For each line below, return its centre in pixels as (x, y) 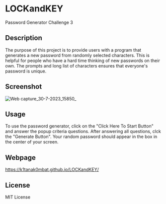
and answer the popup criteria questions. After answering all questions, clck (83, 132)
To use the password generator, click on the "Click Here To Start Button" (80, 126)
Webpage (20, 158)
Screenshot (24, 87)
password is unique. (26, 71)
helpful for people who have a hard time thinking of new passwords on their (83, 61)
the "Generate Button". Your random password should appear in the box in (81, 136)
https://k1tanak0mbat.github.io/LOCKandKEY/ (52, 170)
